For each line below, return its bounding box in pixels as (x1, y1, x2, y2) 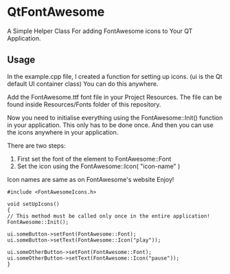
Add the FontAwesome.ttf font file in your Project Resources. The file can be (7, 93, 222, 101)
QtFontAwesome (7, 4, 105, 20)
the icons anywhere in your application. (7, 128, 119, 136)
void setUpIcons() (7, 201, 60, 207)
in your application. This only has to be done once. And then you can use (7, 121, 214, 129)
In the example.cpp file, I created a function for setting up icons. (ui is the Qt (7, 72, 223, 80)
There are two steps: (7, 141, 66, 150)
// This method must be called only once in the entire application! (7, 212, 211, 220)
